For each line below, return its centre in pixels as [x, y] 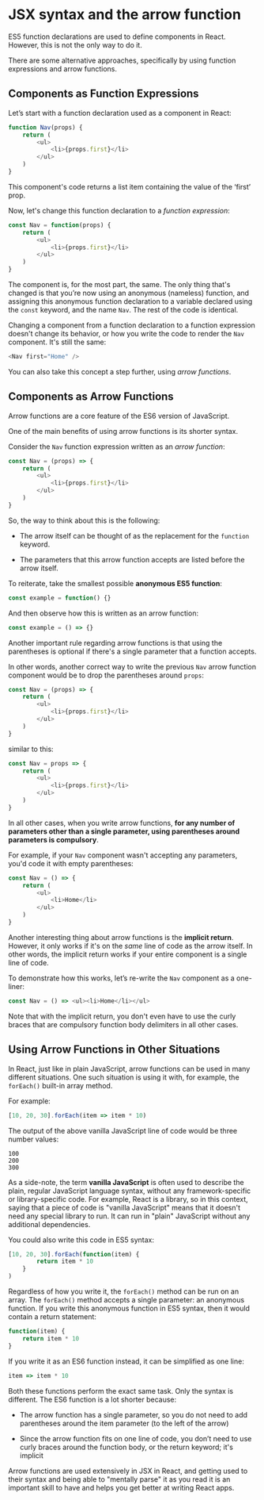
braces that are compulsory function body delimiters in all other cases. [123, 1024]
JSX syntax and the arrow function [124, 15]
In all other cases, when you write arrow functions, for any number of [122, 823]
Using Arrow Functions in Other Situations [114, 1050]
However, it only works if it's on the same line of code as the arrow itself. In [130, 946]
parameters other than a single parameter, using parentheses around [124, 831]
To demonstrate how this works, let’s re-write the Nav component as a [121, 978]
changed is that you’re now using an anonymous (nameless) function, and [129, 293]
